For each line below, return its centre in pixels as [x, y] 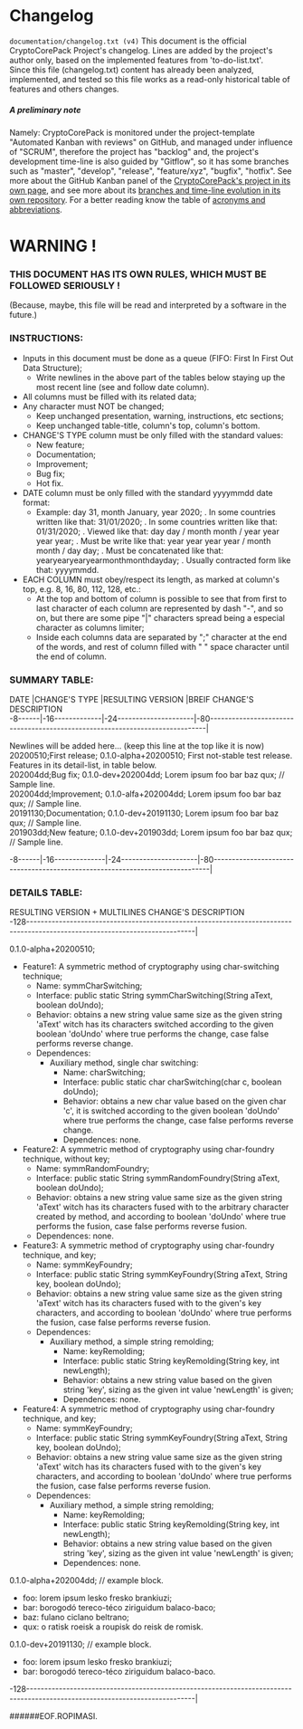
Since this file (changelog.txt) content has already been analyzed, [132, 70]
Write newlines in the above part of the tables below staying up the [161, 377]
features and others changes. [64, 89]
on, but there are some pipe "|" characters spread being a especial [160, 617]
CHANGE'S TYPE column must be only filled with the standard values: [152, 435]
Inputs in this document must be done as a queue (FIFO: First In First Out [158, 358]
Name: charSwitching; [104, 1073]
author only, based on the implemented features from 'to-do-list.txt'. [137, 60]
